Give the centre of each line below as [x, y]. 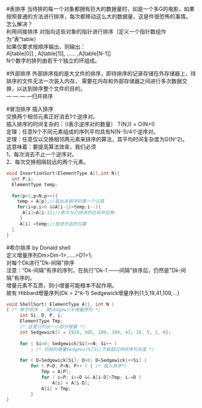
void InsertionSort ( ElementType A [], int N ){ [63, 173]
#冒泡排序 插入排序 [30, 109]
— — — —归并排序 [30, 96]
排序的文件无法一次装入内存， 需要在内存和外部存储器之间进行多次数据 [94, 81]
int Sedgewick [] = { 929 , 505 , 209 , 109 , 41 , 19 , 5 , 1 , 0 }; [96, 332]
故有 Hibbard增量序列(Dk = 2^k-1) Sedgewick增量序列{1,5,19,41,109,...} [93, 293]
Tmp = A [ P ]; [56, 372]
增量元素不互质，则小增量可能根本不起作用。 [62, 285]
